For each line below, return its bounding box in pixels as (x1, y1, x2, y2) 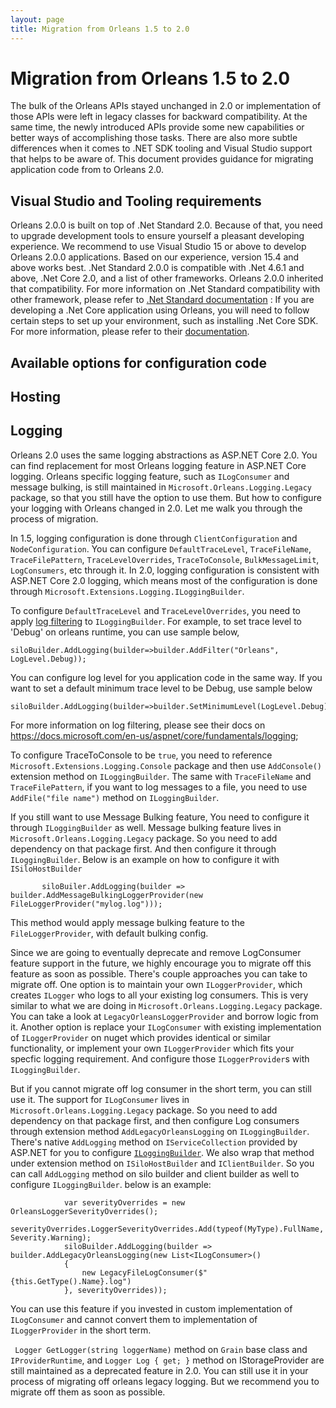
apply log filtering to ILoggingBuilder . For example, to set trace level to (10, 615, 302, 627)
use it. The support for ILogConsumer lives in (10, 1093, 190, 1105)
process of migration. (10, 512, 99, 525)
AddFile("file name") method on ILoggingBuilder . (10, 791, 220, 803)
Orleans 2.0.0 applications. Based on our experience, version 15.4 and (10, 251, 300, 263)
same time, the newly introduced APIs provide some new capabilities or (10, 121, 305, 133)
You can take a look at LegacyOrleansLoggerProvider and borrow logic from (10, 1010, 319, 1022)
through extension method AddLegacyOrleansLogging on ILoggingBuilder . (10, 1125, 310, 1137)
